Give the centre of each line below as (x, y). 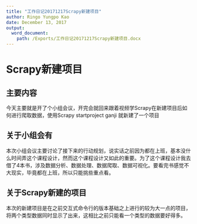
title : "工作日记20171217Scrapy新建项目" (54, 11)
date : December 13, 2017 (36, 22)
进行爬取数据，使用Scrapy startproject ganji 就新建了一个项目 (85, 115)
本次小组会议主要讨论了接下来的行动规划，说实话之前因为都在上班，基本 (93, 150)
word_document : (30, 33)
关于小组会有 (29, 135)
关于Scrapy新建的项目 (46, 193)
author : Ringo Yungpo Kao (38, 17)
